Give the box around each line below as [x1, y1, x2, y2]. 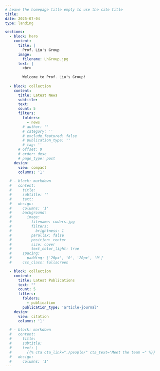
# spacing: [9, 251, 40, 256]
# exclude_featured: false [22, 133, 77, 139]
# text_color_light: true [9, 247, 79, 251]
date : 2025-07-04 [5, 16, 40, 21]
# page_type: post [18, 156, 55, 161]
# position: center [9, 237, 67, 242]
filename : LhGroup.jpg [22, 56, 69, 61]
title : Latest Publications [18, 278, 75, 283]
